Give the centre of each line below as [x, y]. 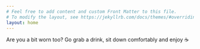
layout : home [22, 22]
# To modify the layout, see [42, 17]
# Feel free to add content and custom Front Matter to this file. [92, 12]
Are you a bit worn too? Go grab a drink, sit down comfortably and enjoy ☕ [98, 40]
